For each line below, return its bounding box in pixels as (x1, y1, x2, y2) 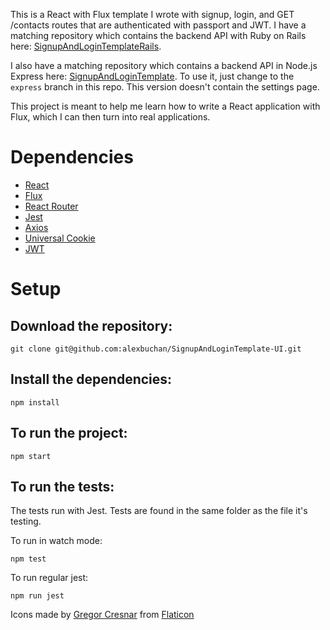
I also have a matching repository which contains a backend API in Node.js (10, 60, 318, 71)
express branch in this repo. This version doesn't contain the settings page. (10, 81, 320, 93)
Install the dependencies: (10, 371, 173, 388)
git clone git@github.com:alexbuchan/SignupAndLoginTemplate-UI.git (10, 344, 302, 354)
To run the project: (10, 425, 128, 442)
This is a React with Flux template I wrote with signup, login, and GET (10, 9, 295, 20)
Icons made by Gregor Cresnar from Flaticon (10, 609, 195, 621)
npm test (10, 554, 47, 564)
